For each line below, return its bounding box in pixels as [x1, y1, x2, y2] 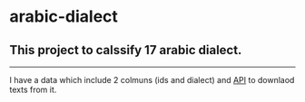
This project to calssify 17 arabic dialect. [9, 42, 242, 58]
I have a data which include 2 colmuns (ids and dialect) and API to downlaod [9, 75, 295, 85]
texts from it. [9, 84, 57, 95]
